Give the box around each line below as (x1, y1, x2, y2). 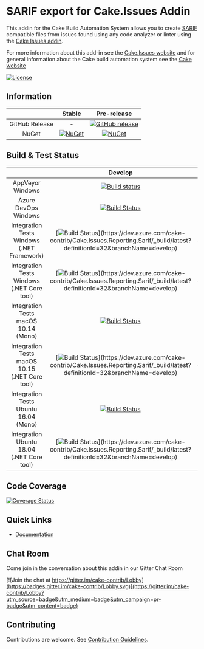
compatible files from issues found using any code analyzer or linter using (6, 30, 191, 38)
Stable (62, 109, 81, 118)
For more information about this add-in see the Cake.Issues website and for (6, 49, 195, 56)
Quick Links (6, 515, 52, 525)
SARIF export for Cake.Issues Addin (6, 4, 191, 18)
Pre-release (96, 109, 132, 118)
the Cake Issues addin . (6, 37, 64, 44)
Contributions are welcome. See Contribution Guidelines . (6, 636, 149, 643)
